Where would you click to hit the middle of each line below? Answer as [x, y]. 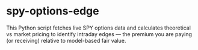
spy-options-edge [53, 11]
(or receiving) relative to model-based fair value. [66, 40]
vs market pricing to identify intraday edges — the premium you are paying [99, 34]
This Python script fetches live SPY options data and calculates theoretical [99, 28]
